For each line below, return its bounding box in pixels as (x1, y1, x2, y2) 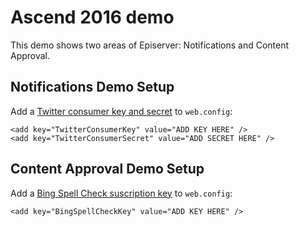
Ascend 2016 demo (10, 6, 175, 29)
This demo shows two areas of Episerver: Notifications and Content (10, 39, 290, 51)
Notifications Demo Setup (10, 79, 175, 96)
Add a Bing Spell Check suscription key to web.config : (10, 187, 233, 199)
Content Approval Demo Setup (10, 161, 205, 178)
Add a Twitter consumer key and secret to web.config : (10, 105, 233, 117)
